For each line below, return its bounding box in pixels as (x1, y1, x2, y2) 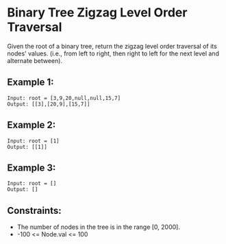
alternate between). (7, 56, 63, 64)
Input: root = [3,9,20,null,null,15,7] (7, 95, 121, 101)
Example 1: (7, 77, 54, 88)
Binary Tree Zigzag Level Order (7, 5, 188, 21)
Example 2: (7, 119, 56, 131)
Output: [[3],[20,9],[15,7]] (7, 101, 90, 108)
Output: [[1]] (7, 143, 48, 150)
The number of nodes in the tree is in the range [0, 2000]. (16, 223, 180, 231)
